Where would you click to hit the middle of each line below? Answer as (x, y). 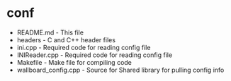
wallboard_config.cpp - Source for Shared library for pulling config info (120, 70)
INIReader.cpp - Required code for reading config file (95, 55)
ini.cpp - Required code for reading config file (84, 47)
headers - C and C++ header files (66, 39)
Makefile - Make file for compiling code (74, 62)
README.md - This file (50, 32)
